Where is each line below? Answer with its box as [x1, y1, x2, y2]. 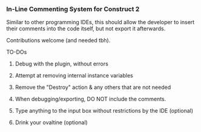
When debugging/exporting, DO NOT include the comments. [15, 96, 166, 103]
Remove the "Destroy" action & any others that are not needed [15, 84, 171, 91]
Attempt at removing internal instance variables [15, 72, 133, 79]
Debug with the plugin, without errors [15, 60, 109, 68]
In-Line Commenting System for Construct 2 [6, 5, 140, 13]
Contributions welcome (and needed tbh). [6, 37, 111, 44]
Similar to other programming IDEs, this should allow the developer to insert [6, 19, 195, 26]
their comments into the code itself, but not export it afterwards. [6, 25, 166, 32]
